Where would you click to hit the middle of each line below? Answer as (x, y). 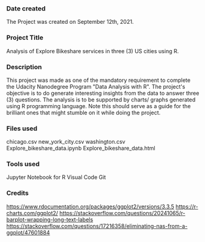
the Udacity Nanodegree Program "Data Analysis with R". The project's (96, 86)
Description (24, 67)
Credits (17, 193)
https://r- (187, 207)
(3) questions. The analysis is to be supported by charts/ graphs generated (101, 100)
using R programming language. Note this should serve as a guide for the (99, 106)
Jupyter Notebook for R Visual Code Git (56, 177)
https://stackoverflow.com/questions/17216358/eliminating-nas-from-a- (97, 226)
